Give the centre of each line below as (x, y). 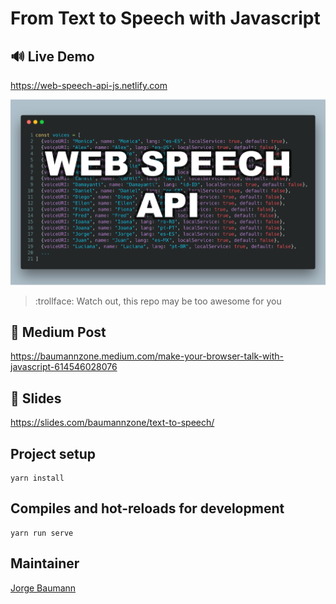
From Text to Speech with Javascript (165, 18)
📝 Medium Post (58, 332)
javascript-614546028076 (64, 367)
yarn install (37, 478)
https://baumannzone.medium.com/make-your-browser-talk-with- (147, 356)
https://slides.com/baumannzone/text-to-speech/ (112, 423)
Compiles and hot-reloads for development (147, 508)
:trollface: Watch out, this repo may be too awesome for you (158, 301)
